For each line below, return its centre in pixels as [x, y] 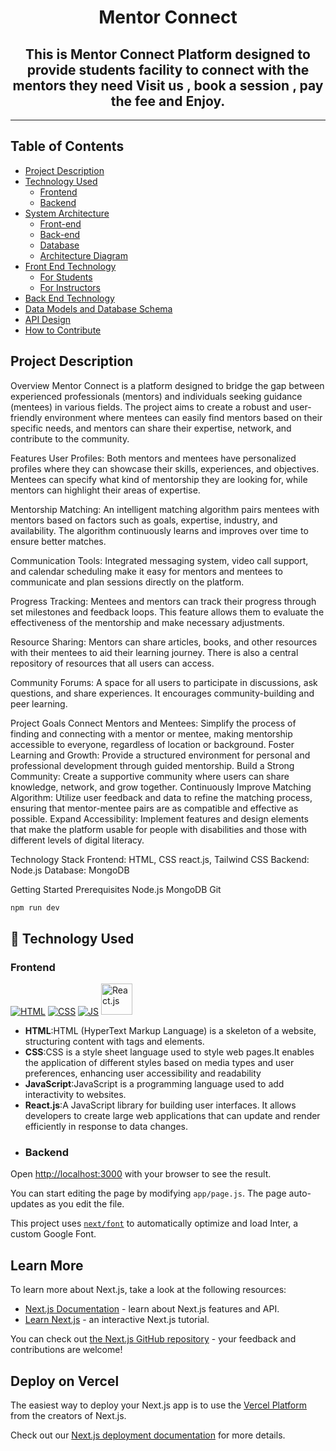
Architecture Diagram [83, 255]
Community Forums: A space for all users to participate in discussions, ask [164, 682]
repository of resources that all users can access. [112, 663]
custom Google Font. [53, 1234]
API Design [47, 319]
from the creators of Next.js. [68, 1416]
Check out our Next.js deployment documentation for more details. [148, 1435]
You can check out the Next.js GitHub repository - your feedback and [153, 1339]
